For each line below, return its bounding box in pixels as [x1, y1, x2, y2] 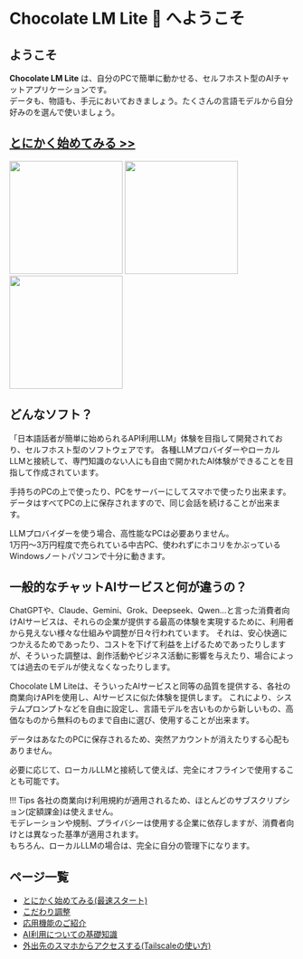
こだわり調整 [22, 907, 71, 917]
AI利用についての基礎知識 [22, 929, 118, 940]
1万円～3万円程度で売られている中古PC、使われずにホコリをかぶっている [9, 539, 281, 550]
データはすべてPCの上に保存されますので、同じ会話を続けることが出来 [9, 497, 273, 508]
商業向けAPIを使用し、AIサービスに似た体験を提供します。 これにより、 [9, 692, 277, 703]
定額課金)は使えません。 [28, 806, 118, 817]
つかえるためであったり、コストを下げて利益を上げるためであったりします [9, 639, 287, 650]
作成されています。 [33, 467, 104, 478]
